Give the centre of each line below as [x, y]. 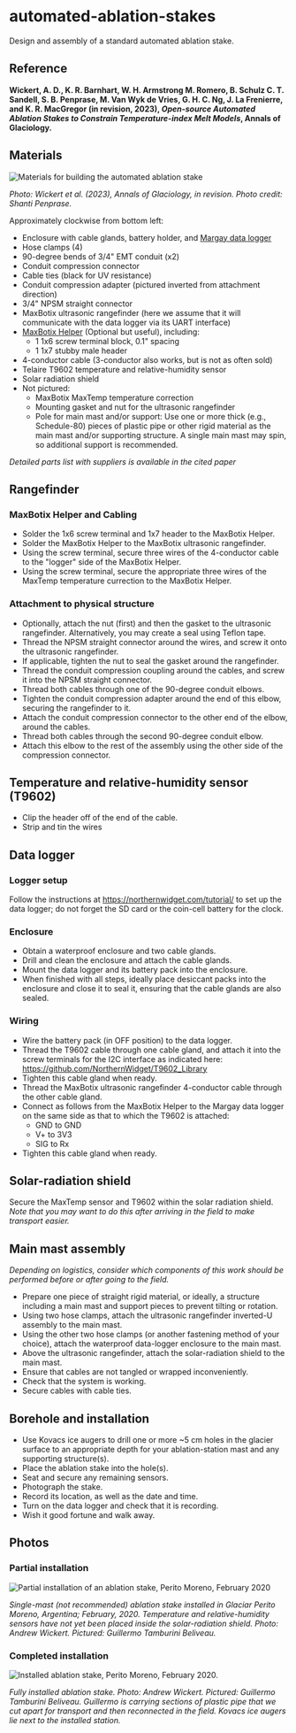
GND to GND [58, 1125]
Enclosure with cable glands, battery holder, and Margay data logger [147, 237]
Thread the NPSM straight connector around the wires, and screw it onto [154, 642]
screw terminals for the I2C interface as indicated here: [122, 1059]
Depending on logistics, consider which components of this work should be [147, 1270]
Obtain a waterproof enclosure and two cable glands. [119, 951]
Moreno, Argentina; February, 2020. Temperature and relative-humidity [139, 1614]
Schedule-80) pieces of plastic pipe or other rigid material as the [153, 426]
